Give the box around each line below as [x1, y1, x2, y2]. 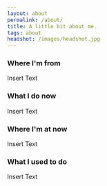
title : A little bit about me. [7, 23, 97, 30]
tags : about [7, 29, 41, 37]
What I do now [7, 91, 57, 101]
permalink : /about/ [7, 17, 64, 23]
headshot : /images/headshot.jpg [7, 36, 100, 43]
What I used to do [7, 156, 68, 166]
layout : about [7, 10, 48, 17]
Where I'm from [7, 59, 61, 68]
